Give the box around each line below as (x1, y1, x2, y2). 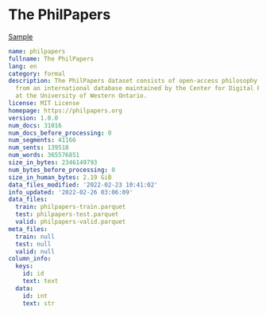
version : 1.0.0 (8, 114, 59, 122)
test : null (15, 240, 52, 248)
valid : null (15, 247, 56, 256)
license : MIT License (8, 100, 80, 108)
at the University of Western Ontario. (15, 92, 148, 100)
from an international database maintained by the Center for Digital (15, 84, 254, 92)
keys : (15, 262, 34, 270)
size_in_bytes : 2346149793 (8, 159, 98, 167)
